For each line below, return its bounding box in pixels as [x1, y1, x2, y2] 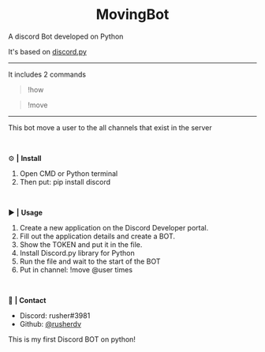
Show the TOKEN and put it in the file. [19, 239, 143, 249]
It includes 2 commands [8, 69, 87, 79]
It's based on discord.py [8, 47, 87, 56]
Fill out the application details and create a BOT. [19, 231, 176, 241]
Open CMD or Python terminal [19, 168, 118, 178]
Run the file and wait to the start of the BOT [19, 257, 161, 266]
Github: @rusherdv [19, 319, 81, 328]
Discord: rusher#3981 [19, 310, 91, 320]
